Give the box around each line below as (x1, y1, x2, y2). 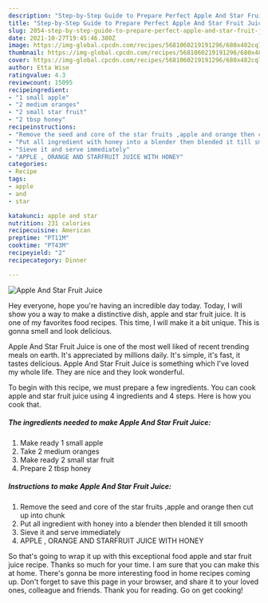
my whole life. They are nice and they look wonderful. (8, 367, 185, 376)
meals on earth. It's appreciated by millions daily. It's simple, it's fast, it (8, 350, 241, 359)
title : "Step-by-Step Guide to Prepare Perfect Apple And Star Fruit (8, 19, 245, 27)
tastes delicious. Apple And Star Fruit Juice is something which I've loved (8, 359, 250, 368)
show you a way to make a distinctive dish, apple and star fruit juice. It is (8, 309, 246, 319)
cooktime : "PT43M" (8, 241, 69, 250)
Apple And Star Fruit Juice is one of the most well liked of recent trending (8, 341, 250, 351)
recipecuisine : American (8, 227, 91, 235)
